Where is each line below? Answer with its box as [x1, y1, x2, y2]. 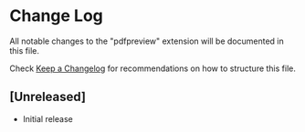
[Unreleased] [9, 89, 87, 105]
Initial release [22, 113, 73, 124]
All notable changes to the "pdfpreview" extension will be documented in [9, 36, 285, 46]
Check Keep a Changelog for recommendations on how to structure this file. [9, 63, 297, 74]
